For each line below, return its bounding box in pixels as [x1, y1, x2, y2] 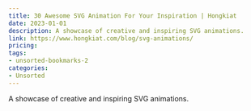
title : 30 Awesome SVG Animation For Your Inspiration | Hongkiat [8, 11, 237, 20]
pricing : [8, 42, 38, 50]
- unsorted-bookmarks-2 [8, 57, 89, 65]
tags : [8, 49, 27, 57]
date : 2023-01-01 [8, 19, 67, 27]
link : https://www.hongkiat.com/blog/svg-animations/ [8, 34, 194, 43]
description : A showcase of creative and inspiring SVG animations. [8, 27, 245, 35]
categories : [8, 64, 49, 72]
